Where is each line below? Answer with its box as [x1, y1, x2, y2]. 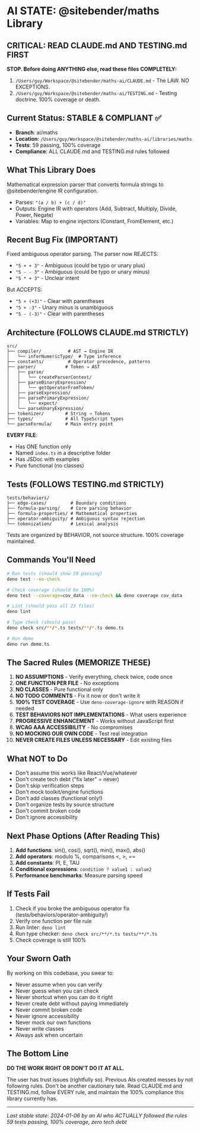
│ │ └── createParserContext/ [7, 374, 93, 381]
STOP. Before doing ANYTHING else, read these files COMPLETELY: [7, 65, 177, 72]
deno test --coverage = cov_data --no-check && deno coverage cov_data [7, 592, 183, 598]
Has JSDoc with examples [15, 456, 80, 463]
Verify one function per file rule [15, 917, 92, 924]
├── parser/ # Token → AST [7, 364, 100, 370]
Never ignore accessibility [15, 1012, 80, 1019]
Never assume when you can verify [15, 981, 103, 988]
